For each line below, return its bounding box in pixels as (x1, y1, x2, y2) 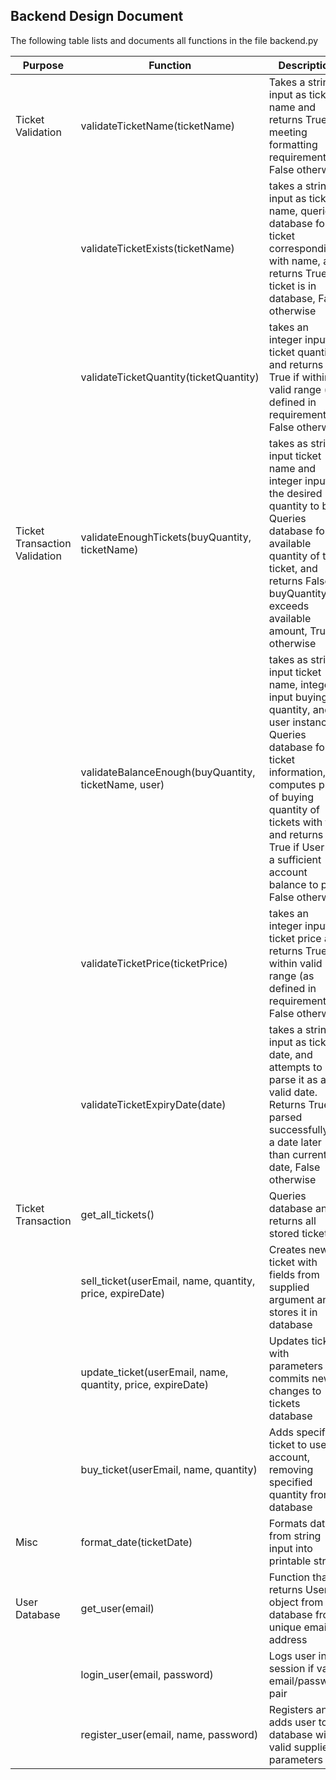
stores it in (268, 1305, 318, 1319)
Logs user (268, 1649, 317, 1663)
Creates (268, 1242, 307, 1256)
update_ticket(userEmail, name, (80, 1365, 229, 1379)
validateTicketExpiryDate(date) (80, 1097, 227, 1111)
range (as (268, 969, 315, 983)
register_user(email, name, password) (80, 1727, 259, 1741)
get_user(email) (80, 1601, 155, 1615)
